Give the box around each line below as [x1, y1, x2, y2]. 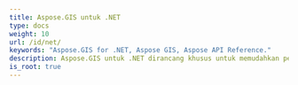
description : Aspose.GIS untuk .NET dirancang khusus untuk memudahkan [9, 54, 279, 63]
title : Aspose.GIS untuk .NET [9, 12, 122, 22]
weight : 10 [9, 29, 50, 38]
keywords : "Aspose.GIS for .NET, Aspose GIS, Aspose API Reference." [9, 46, 272, 55]
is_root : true [9, 63, 62, 72]
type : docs [9, 21, 50, 30]
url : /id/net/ [9, 37, 62, 47]
